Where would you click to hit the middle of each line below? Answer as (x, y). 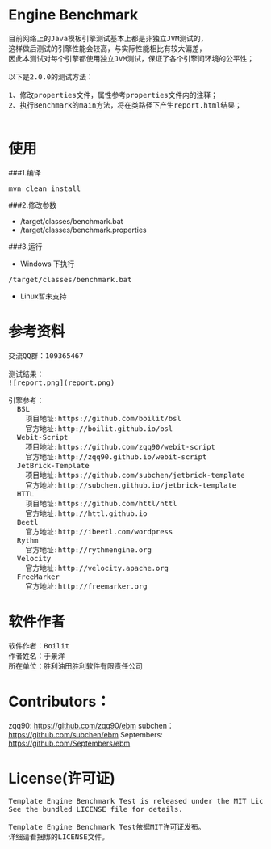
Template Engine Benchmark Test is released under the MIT (128, 801)
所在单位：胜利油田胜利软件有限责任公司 (75, 666)
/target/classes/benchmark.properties (83, 230)
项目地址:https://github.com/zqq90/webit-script (121, 447)
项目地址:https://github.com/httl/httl (101, 503)
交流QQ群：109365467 (46, 356)
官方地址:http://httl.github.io (86, 513)
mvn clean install (45, 188)
